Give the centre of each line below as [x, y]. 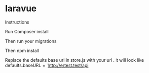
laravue [21, 9]
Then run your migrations [31, 41]
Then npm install [22, 50]
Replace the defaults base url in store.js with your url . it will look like [74, 60]
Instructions [17, 22]
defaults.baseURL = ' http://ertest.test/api [47, 65]
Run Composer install [27, 31]
